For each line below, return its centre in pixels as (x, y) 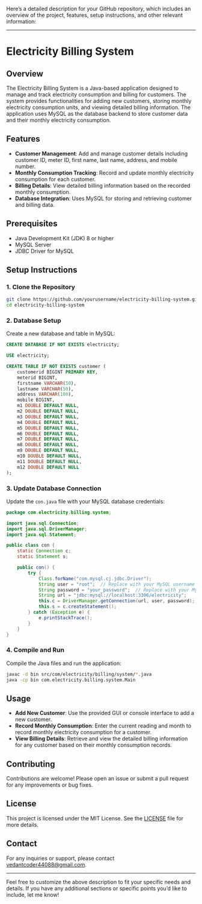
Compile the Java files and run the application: (64, 663)
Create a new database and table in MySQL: (61, 334)
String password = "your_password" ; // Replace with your (114, 590)
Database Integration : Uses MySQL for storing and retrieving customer (103, 198)
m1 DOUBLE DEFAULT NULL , (48, 406)
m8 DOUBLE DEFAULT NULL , (48, 445)
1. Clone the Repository (41, 287)
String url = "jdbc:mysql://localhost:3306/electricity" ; (112, 596)
